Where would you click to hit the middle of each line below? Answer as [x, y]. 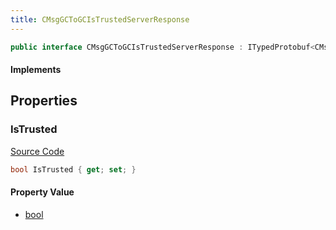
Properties [44, 101]
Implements [36, 70]
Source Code [37, 151]
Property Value [42, 192]
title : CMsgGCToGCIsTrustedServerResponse [100, 19]
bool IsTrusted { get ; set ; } [73, 169]
